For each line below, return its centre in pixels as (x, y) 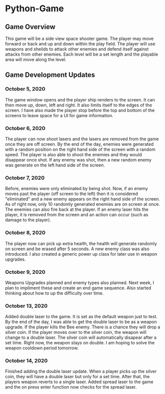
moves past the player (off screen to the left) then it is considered (71, 194)
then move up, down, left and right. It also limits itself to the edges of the (79, 105)
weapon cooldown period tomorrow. (42, 348)
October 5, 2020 (25, 89)
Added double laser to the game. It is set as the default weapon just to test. (81, 317)
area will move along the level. (36, 59)
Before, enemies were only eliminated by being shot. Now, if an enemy (77, 189)
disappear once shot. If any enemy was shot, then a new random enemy (78, 160)
